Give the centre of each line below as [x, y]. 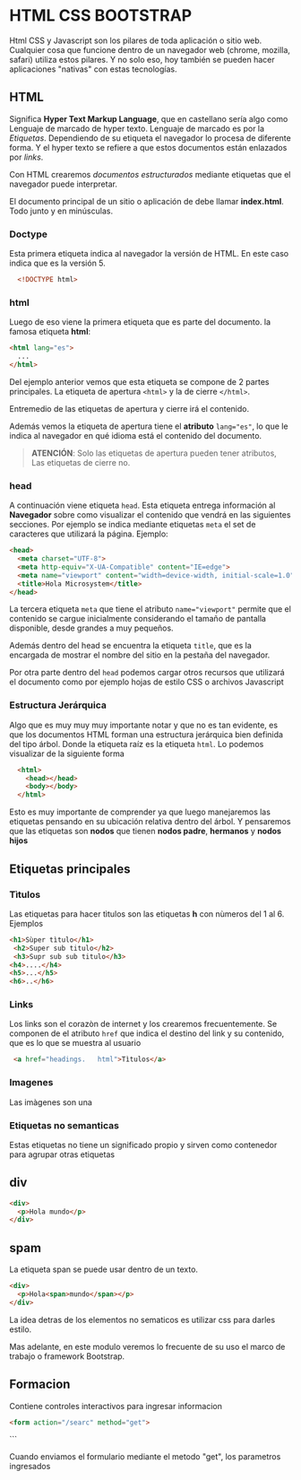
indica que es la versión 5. [57, 263]
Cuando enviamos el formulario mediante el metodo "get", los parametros [145, 1457]
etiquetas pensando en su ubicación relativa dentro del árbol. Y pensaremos [150, 822]
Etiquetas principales [70, 869]
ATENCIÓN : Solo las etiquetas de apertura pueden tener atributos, [154, 453]
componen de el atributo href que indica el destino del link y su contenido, [147, 1033]
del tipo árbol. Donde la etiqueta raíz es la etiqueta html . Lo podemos [137, 744]
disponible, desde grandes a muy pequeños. [91, 628]
